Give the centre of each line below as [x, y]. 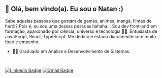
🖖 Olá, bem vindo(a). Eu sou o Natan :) [64, 9]
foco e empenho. [22, 42]
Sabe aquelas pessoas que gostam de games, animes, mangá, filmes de [78, 21]
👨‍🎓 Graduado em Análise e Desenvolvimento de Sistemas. [71, 51]
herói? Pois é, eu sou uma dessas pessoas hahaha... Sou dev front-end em [81, 26]
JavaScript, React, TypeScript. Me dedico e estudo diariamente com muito [81, 36]
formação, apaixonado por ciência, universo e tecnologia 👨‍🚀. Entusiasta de [81, 31]
